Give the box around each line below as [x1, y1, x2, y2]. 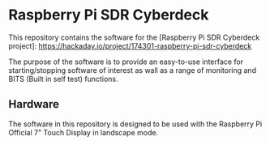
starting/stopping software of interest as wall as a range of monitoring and [8, 65, 257, 75]
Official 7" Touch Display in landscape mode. [8, 127, 159, 137]
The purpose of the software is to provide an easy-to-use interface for [8, 57, 244, 66]
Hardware [8, 97, 59, 111]
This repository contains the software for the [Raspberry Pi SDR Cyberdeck [8, 32, 260, 42]
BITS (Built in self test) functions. [8, 74, 118, 83]
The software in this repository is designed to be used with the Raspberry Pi [8, 119, 263, 129]
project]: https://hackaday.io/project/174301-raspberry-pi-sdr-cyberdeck [8, 41, 252, 50]
